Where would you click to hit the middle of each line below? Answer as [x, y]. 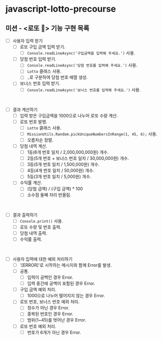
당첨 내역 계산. [34, 146]
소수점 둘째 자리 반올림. [49, 195]
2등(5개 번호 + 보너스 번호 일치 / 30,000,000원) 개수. [78, 158]
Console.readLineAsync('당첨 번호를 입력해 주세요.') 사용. [82, 65]
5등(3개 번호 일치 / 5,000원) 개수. [59, 177]
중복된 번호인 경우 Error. [50, 314]
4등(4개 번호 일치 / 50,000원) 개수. [61, 170]
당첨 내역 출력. [34, 233]
